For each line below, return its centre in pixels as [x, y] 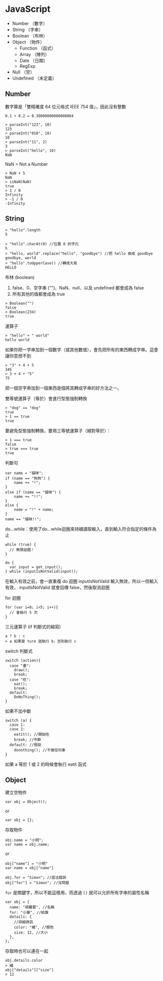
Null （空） [23, 72]
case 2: [17, 729]
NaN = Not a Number [27, 164]
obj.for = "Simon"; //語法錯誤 [36, 878]
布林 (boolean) [20, 277]
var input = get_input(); [36, 567]
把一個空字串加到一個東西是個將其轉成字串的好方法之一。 [63, 388]
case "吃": [20, 679]
